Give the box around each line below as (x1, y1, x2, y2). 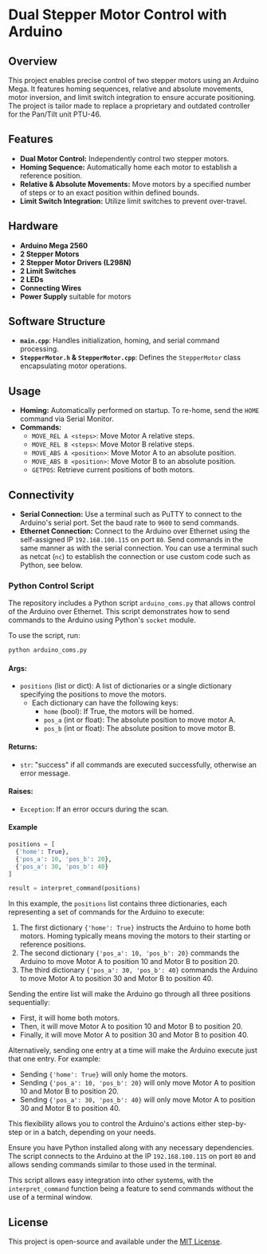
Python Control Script (8, 580, 94, 591)
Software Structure (8, 315, 106, 328)
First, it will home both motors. (19, 1013, 120, 1023)
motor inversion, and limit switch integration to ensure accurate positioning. (8, 93, 257, 101)
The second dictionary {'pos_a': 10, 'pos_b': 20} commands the (19, 948, 240, 958)
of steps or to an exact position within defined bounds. (19, 188, 199, 197)
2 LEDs (19, 274, 44, 284)
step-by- (218, 1119, 247, 1129)
